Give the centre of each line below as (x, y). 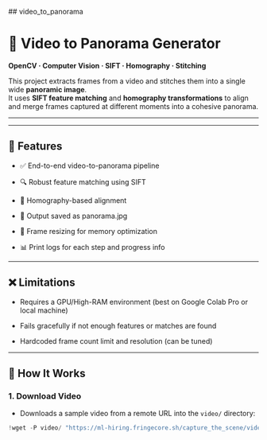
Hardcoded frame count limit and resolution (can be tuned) (116, 341)
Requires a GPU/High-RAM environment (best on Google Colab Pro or (134, 302)
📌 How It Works (47, 373)
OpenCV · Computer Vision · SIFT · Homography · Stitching (107, 65)
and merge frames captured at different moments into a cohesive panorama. (133, 106)
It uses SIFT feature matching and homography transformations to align (128, 98)
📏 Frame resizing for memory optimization (88, 231)
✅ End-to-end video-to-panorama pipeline (89, 165)
